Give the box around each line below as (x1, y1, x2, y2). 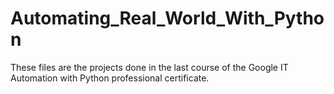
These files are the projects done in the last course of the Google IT (10, 61, 289, 73)
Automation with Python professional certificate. (10, 72, 210, 84)
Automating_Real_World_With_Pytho (10, 7, 325, 30)
